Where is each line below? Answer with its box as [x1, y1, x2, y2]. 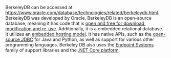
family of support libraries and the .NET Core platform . [5, 47, 120, 53]
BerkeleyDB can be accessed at [5, 5, 73, 10]
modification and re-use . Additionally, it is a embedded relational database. [5, 26, 164, 32]
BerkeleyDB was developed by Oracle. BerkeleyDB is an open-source [5, 15, 152, 21]
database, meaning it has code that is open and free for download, [5, 20, 146, 26]
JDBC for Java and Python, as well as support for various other [21, 36, 155, 42]
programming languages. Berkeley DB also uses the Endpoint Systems [5, 42, 154, 47]
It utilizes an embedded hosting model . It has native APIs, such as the [5, 31, 152, 37]
